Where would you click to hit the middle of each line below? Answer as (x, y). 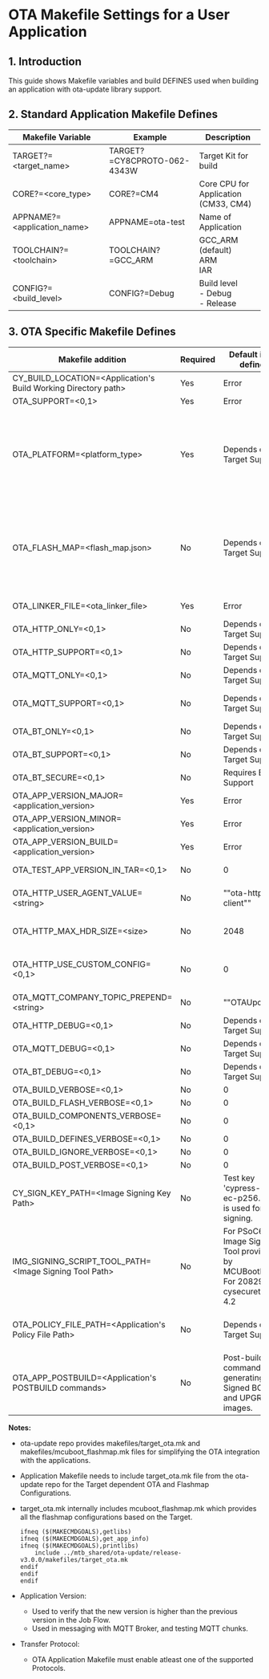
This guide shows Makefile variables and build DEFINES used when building (133, 81)
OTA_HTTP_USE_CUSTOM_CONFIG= (82, 964)
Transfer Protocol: (50, 1644)
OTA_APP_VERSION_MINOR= (67, 818)
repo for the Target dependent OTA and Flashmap (127, 1484)
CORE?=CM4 (134, 194)
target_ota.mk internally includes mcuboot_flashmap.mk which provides (138, 1508)
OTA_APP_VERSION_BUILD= (65, 842)
